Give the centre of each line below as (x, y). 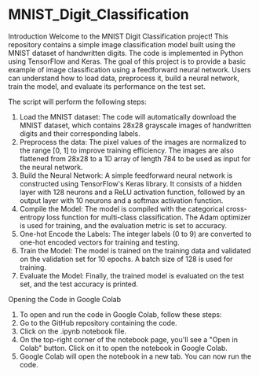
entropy (32, 217)
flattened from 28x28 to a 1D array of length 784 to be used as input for (135, 158)
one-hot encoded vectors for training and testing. (99, 242)
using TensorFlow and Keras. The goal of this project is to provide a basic (127, 61)
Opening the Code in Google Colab (65, 299)
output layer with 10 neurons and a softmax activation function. (121, 200)
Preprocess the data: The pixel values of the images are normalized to (133, 142)
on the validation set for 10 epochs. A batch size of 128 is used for (126, 259)
